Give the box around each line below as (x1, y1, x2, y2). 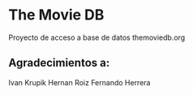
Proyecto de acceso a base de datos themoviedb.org (8, 32, 186, 42)
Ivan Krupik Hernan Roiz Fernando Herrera (8, 77, 151, 87)
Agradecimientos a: (8, 56, 110, 70)
